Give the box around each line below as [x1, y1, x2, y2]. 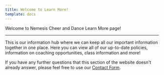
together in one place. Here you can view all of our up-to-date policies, [5, 45, 148, 50]
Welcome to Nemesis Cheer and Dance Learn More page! [5, 25, 121, 31]
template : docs [5, 12, 36, 17]
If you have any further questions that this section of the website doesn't [5, 59, 151, 65]
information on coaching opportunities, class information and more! [5, 50, 141, 55]
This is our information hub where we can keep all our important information [5, 39, 158, 45]
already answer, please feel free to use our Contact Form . [5, 64, 121, 70]
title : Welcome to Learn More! [5, 7, 69, 12]
